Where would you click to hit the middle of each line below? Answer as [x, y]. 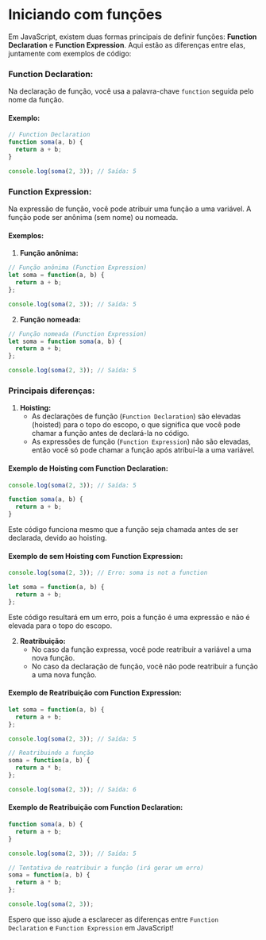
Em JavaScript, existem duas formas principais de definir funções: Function [133, 37]
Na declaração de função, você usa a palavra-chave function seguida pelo [131, 91]
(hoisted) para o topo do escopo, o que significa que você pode [136, 425]
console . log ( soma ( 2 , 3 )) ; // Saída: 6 [72, 789]
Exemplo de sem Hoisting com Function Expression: [96, 556]
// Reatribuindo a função [51, 753]
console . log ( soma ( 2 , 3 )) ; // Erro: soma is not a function [108, 573]
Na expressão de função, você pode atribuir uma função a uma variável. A [130, 209]
